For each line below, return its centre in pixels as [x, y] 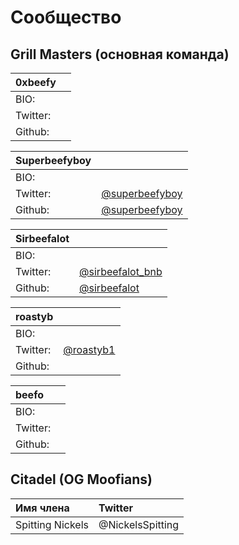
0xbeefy [36, 82]
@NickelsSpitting [139, 524]
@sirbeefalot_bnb [121, 271]
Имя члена [42, 508]
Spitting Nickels [52, 524]
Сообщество [66, 17]
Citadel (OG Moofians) [81, 479]
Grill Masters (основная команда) [120, 54]
